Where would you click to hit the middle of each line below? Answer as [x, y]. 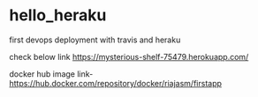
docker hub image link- [51, 74]
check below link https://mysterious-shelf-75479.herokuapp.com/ [129, 56]
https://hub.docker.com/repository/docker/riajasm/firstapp [116, 83]
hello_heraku [58, 15]
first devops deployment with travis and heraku [95, 40]
